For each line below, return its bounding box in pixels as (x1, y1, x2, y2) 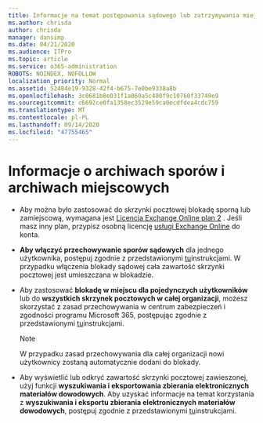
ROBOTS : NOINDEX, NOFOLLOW (8, 70, 96, 78)
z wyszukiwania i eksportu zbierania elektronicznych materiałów (19, 397, 236, 407)
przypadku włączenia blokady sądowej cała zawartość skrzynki (19, 261, 225, 271)
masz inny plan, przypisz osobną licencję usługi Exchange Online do (19, 221, 240, 231)
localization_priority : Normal (8, 77, 110, 85)
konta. (19, 229, 41, 239)
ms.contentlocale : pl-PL (8, 114, 89, 122)
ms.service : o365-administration (8, 63, 117, 71)
